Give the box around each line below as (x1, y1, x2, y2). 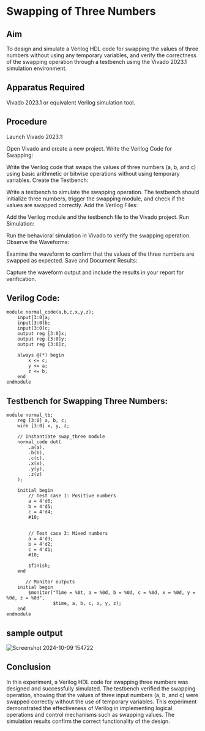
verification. (6, 275, 37, 282)
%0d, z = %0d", (6, 595, 45, 601)
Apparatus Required (6, 82, 85, 93)
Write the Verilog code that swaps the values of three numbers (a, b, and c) (6, 163, 196, 170)
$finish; (28, 563, 51, 569)
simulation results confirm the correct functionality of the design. (6, 717, 170, 725)
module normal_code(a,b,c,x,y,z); (6, 309, 95, 315)
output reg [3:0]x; (17, 331, 67, 337)
